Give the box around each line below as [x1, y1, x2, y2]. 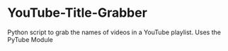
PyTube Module [7, 35, 53, 43]
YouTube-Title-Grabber [7, 5, 147, 21]
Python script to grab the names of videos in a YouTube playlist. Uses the [7, 28, 222, 36]
